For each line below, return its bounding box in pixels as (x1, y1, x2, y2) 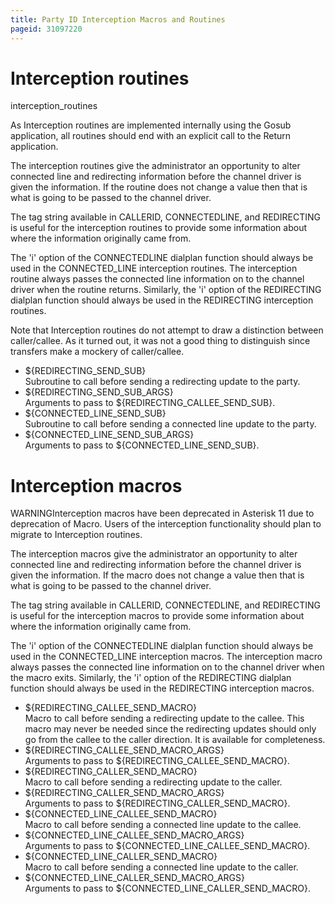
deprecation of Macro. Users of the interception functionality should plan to (10, 518, 322, 530)
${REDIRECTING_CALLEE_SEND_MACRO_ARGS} (24, 744, 225, 756)
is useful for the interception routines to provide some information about (10, 222, 308, 234)
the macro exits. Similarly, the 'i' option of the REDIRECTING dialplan (10, 672, 292, 684)
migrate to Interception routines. (10, 529, 143, 541)
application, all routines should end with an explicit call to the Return (10, 130, 292, 142)
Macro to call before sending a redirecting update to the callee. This (24, 712, 305, 725)
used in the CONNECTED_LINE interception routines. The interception (10, 262, 298, 275)
